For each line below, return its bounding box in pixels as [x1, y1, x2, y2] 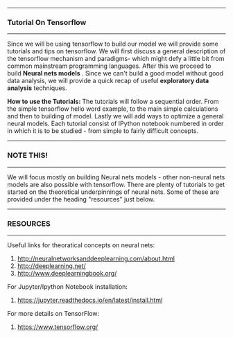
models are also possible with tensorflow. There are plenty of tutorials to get [7, 180, 225, 188]
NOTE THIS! [7, 150, 49, 160]
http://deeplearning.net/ [17, 261, 87, 270]
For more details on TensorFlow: [7, 309, 100, 317]
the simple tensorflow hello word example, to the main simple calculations [7, 105, 218, 113]
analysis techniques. [7, 84, 67, 92]
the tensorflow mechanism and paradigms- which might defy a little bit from [7, 55, 225, 63]
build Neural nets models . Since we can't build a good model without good [7, 69, 224, 78]
